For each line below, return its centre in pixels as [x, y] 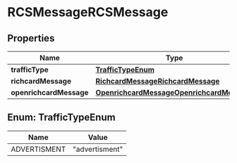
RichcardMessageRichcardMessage [158, 81]
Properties [31, 38]
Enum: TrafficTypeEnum [61, 118]
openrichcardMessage [50, 92]
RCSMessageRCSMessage [88, 12]
